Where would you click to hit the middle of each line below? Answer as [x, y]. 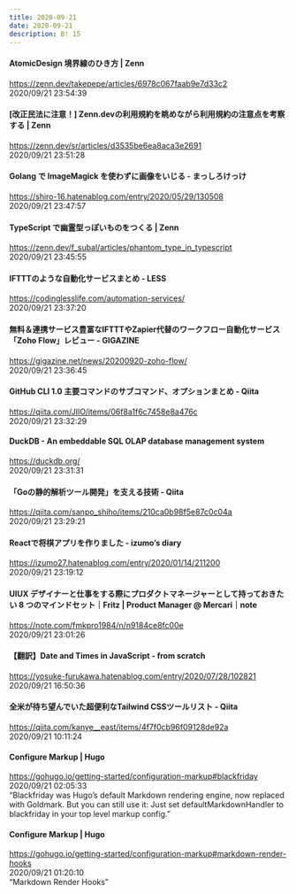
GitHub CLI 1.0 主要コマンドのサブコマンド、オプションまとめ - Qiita [134, 391]
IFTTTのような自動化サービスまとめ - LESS [88, 278]
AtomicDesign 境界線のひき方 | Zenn [77, 63]
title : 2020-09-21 [43, 17]
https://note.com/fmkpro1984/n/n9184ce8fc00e [96, 625]
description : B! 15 [45, 34]
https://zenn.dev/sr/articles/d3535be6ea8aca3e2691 [105, 145]
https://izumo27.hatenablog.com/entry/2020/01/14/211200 [115, 563]
